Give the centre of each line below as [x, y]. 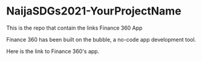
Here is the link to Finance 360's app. [53, 51]
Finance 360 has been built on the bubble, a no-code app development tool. [101, 39]
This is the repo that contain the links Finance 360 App [74, 28]
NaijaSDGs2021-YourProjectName [94, 11]
